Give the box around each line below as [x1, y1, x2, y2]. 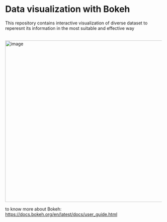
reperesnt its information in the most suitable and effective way [5, 25, 135, 31]
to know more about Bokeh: [5, 206, 62, 212]
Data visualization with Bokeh [5, 3, 130, 15]
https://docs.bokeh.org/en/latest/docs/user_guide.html [5, 211, 118, 217]
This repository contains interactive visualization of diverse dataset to [5, 20, 148, 26]
